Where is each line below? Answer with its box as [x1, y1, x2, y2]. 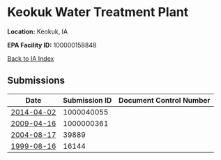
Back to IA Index [7, 54, 54, 63]
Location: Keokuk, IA [7, 27, 68, 36]
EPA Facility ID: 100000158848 [7, 41, 97, 49]
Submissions [7, 75, 65, 87]
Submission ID [62, 95, 112, 105]
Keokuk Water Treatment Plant [7, 4, 189, 20]
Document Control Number [118, 95, 211, 105]
